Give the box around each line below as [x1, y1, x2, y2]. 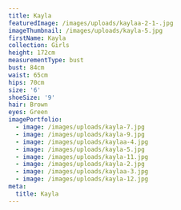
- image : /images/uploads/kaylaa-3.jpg [15, 168, 149, 176]
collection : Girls [8, 42, 70, 50]
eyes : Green [8, 109, 48, 117]
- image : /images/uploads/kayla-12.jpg [15, 175, 149, 184]
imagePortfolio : [8, 116, 62, 124]
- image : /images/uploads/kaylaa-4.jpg [15, 137, 149, 146]
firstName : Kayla [8, 34, 66, 42]
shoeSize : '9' [8, 93, 56, 101]
